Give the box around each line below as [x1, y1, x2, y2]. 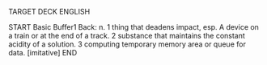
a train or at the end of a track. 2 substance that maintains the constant [8, 31, 245, 40]
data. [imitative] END [8, 48, 78, 57]
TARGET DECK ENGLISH [8, 7, 91, 16]
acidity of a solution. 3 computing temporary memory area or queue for [8, 39, 247, 49]
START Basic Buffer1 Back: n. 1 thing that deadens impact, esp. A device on [8, 22, 259, 31]
